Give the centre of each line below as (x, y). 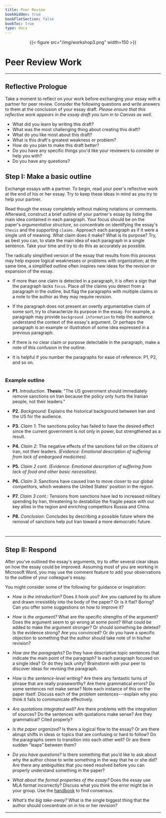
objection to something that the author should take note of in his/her (82, 638)
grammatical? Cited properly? (42, 720)
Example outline (25, 380)
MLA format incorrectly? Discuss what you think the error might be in (83, 785)
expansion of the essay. (29, 271)
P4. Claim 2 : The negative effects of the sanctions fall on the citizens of (85, 446)
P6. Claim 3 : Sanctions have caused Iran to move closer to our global (83, 481)
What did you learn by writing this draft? (53, 124)
